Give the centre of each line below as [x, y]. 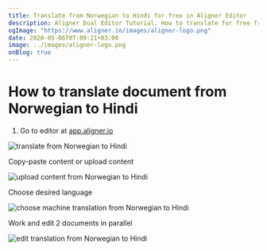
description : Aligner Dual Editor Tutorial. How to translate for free [129, 23]
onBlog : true [30, 52]
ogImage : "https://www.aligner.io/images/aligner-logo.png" [110, 30]
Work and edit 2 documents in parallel [70, 222]
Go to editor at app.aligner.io [66, 130]
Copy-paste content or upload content [71, 161]
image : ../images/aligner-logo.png [67, 45]
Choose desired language [50, 192]
